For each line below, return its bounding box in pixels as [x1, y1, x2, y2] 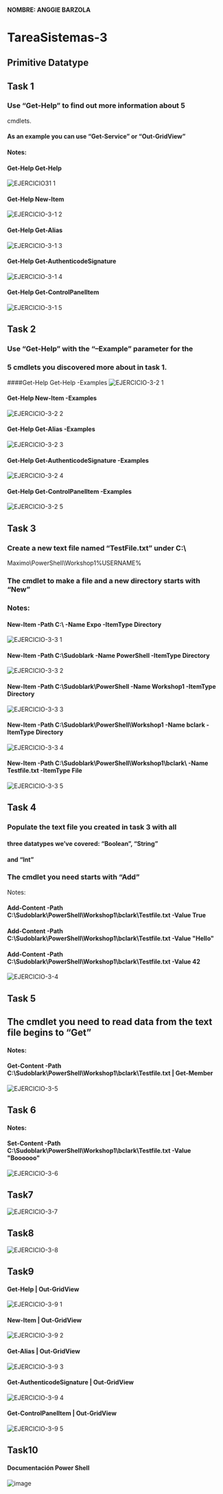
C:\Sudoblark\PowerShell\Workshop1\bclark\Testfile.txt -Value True [7, 911, 207, 920]
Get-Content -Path [7, 1061, 62, 1070]
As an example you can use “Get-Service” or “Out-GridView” [7, 132, 186, 141]
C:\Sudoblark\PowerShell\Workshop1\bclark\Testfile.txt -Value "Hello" [7, 934, 214, 943]
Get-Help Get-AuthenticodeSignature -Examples [7, 456, 150, 464]
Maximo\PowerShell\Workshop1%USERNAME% [7, 559, 142, 568]
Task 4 [7, 802, 36, 813]
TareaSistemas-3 [7, 30, 108, 45]
